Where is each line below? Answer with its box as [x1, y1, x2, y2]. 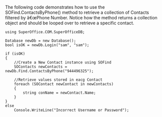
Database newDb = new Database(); [5, 38, 77, 43]
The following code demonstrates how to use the [5, 4, 105, 10]
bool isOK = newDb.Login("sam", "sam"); [5, 43, 90, 48]
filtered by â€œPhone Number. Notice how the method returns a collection [5, 15, 158, 20]
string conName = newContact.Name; [23, 90, 96, 95]
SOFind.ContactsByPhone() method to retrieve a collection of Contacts [5, 9, 149, 15]
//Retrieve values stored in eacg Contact [14, 77, 103, 82]
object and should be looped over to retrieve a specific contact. [5, 20, 134, 26]
